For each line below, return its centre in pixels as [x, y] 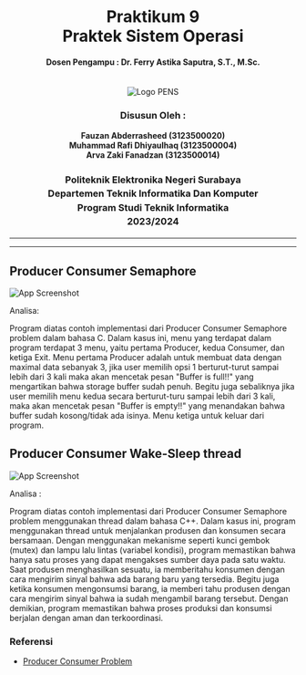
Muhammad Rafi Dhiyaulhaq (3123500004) [153, 145]
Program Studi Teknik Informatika [153, 207]
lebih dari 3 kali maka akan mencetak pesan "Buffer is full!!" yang [132, 377]
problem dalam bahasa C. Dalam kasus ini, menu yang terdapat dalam [140, 338]
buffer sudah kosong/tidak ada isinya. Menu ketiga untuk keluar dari [137, 416]
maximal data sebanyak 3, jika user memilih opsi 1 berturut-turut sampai [144, 368]
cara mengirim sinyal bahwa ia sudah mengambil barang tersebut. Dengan [149, 598]
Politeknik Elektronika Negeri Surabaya [153, 180]
